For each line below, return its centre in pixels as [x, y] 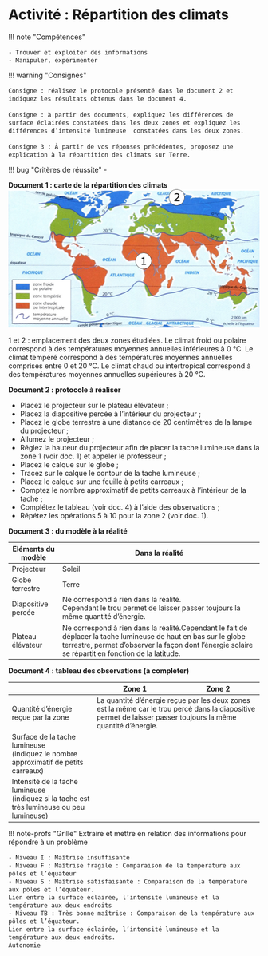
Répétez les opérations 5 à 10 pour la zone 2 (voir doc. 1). [114, 516]
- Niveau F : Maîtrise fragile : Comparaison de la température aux [124, 865]
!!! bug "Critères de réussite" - [58, 169]
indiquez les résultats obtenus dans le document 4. [98, 99]
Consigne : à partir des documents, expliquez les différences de [121, 115]
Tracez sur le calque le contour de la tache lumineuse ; [110, 474]
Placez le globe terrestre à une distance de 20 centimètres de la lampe [136, 422]
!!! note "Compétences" [47, 37]
